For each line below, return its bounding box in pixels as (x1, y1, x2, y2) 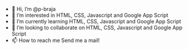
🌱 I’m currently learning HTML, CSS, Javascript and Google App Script (11, 18, 182, 24)
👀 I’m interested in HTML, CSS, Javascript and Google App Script (11, 12, 169, 19)
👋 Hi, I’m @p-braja (11, 6, 56, 12)
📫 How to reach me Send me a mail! (11, 37, 100, 44)
